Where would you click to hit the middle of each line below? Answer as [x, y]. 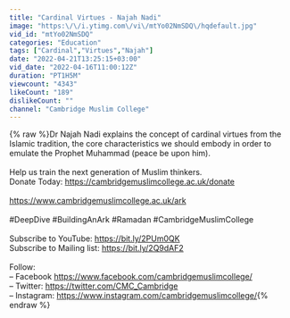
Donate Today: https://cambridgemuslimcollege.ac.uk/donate [122, 182]
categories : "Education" [55, 42]
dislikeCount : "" [41, 100]
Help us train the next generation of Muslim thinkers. [106, 172]
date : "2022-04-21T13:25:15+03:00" [75, 59]
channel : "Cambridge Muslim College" [79, 109]
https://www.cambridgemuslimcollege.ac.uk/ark [98, 201]
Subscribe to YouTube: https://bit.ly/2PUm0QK [95, 238]
